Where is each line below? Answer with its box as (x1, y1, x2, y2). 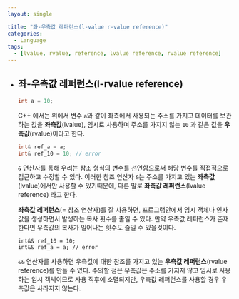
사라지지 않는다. (36, 284, 81, 293)
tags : (7, 44, 24, 51)
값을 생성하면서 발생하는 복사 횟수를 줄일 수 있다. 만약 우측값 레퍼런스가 (17, 215, 216, 223)
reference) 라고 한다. (17, 191, 78, 199)
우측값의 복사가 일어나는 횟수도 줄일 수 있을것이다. (36, 223, 176, 232)
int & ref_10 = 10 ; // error (17, 150, 102, 157)
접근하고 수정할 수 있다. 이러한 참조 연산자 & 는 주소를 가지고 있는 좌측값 (17, 173, 215, 181)
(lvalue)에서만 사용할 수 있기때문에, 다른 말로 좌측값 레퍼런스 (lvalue (17, 181, 206, 190)
